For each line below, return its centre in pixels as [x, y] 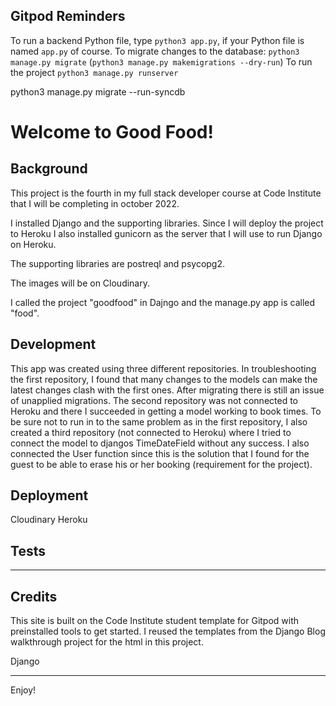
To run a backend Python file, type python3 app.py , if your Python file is [157, 40]
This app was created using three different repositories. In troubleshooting [163, 368]
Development [53, 344]
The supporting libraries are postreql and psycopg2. [118, 263]
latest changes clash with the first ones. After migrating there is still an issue [167, 390]
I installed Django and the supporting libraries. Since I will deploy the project [167, 223]
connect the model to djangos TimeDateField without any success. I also [160, 443]
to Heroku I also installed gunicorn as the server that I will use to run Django [166, 233]
